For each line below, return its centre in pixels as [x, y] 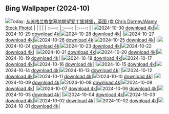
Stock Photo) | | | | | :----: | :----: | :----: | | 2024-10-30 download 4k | [80, 28]
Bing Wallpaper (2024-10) [48, 8]
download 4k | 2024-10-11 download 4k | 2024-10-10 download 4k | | [81, 76]
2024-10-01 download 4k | [33, 106]
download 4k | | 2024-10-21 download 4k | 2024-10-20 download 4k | [81, 52]
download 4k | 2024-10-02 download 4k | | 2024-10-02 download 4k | [82, 100]
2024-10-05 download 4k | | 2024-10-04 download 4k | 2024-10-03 [80, 95]
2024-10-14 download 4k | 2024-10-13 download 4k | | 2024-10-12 [79, 70]
